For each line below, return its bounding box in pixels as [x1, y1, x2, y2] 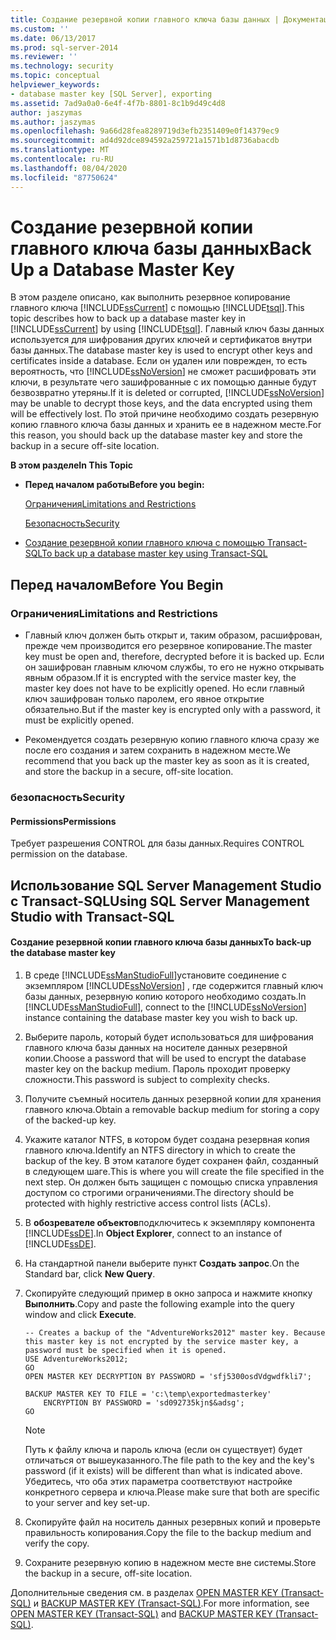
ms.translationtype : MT [10, 145, 110, 155]
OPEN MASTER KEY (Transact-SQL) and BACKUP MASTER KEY [10, 1607, 273, 1620]
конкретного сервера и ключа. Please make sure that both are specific [24, 1486, 320, 1498]
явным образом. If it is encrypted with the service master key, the [24, 672, 297, 684]
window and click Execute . [24, 1308, 137, 1320]
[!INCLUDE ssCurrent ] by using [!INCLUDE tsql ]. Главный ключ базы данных [10, 323, 325, 335]
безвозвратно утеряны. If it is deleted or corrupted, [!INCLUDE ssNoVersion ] [10, 387, 325, 399]
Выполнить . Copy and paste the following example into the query [24, 1297, 295, 1310]
